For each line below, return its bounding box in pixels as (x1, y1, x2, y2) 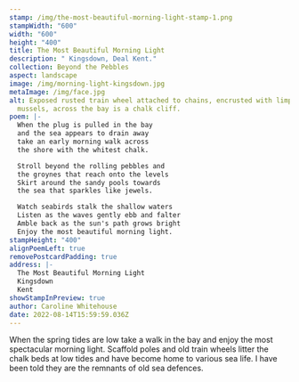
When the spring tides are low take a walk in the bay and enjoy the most (9, 335, 273, 345)
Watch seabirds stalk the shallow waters (17, 202, 174, 212)
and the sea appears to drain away (17, 129, 149, 138)
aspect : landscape (9, 71, 77, 80)
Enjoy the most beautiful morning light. (17, 227, 174, 236)
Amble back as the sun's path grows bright (17, 219, 181, 228)
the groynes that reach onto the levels (17, 170, 169, 179)
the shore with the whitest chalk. (17, 145, 149, 154)
